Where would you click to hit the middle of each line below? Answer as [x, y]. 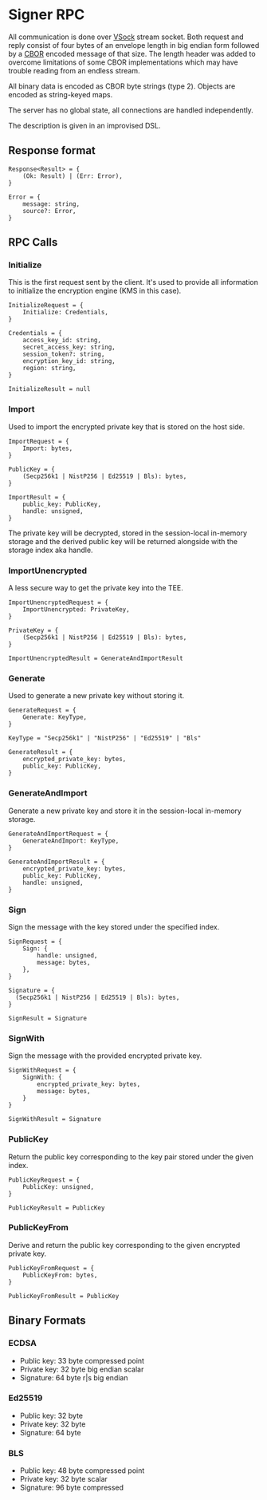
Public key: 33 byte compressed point [82, 1360]
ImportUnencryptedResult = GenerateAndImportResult [96, 659]
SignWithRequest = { [43, 1071]
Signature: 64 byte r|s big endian [74, 1377]
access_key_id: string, [62, 341]
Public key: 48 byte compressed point [82, 1470]
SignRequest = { [35, 941]
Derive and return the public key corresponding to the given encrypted [124, 1245]
